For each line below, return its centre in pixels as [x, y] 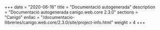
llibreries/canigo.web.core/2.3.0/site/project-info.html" [59, 22]
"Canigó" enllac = [22, 17]
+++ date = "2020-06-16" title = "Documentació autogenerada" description [80, 7]
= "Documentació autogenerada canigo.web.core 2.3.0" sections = [71, 12]
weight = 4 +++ [130, 22]
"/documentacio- [58, 17]
